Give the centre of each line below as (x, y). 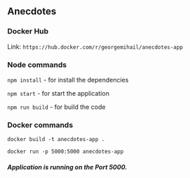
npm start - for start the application (59, 93)
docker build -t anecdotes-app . (56, 140)
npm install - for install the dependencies (68, 80)
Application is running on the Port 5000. (67, 167)
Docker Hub (28, 31)
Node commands (37, 64)
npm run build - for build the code (56, 107)
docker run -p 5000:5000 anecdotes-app (66, 152)
